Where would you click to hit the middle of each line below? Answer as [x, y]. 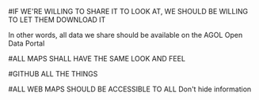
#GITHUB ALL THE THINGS [53, 74]
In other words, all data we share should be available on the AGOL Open [126, 35]
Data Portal [27, 43]
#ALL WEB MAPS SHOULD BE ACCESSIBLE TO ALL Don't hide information [130, 89]
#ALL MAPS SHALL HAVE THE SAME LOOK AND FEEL [97, 59]
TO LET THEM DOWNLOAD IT [57, 20]
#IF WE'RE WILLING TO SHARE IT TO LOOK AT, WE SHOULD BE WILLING [128, 11]
